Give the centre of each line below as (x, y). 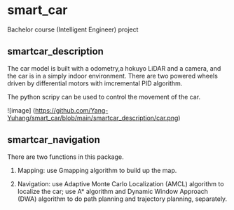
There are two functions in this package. (66, 157)
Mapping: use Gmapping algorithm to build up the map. (97, 170)
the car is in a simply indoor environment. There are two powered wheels (113, 76)
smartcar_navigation (54, 140)
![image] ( (21, 110)
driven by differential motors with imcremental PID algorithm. (95, 83)
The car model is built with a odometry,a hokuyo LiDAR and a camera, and (114, 68)
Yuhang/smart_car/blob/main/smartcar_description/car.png (93, 118)
